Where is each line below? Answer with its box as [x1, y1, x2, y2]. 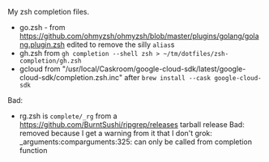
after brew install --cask [124, 73, 211, 82]
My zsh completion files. [7, 7, 90, 16]
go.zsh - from [19, 23, 66, 32]
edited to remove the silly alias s [66, 40, 175, 49]
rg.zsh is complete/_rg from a [19, 111, 118, 121]
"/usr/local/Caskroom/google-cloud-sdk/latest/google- [62, 64, 246, 74]
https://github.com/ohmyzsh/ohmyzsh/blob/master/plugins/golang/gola [19, 32, 260, 40]
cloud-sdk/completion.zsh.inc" [19, 73, 123, 82]
